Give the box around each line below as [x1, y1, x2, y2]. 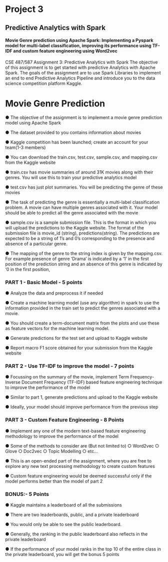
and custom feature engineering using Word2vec [13, 48, 117, 54]
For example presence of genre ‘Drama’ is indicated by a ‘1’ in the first [5, 255, 149, 261]
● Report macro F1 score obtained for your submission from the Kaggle [5, 345, 153, 351]
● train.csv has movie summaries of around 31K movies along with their [5, 169, 153, 175]
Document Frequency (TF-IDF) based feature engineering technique [21, 379, 162, 385]
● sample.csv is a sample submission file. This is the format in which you [5, 219, 156, 225]
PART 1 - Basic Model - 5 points [5, 278, 82, 285]
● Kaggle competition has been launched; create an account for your [5, 139, 148, 145]
